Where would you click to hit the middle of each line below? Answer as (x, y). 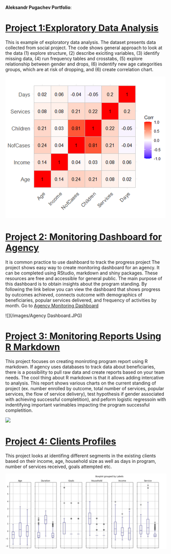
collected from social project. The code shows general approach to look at (84, 48)
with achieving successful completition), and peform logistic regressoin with (86, 399)
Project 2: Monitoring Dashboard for (84, 237)
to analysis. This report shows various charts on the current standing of (81, 383)
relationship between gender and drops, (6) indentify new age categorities (84, 64)
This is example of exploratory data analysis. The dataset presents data (81, 42)
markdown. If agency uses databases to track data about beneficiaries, (80, 367)
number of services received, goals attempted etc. (59, 466)
